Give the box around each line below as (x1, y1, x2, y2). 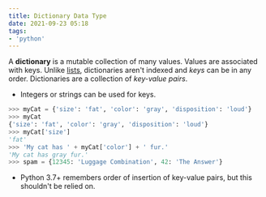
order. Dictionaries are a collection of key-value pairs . (8, 74, 188, 84)
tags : (8, 27, 27, 35)
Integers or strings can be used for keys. (19, 90, 157, 100)
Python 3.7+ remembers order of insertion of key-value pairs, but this (19, 173, 253, 182)
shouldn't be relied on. (19, 182, 96, 191)
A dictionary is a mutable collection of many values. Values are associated (8, 57, 258, 66)
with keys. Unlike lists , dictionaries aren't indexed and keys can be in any (8, 66, 252, 75)
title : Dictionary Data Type (8, 11, 107, 20)
